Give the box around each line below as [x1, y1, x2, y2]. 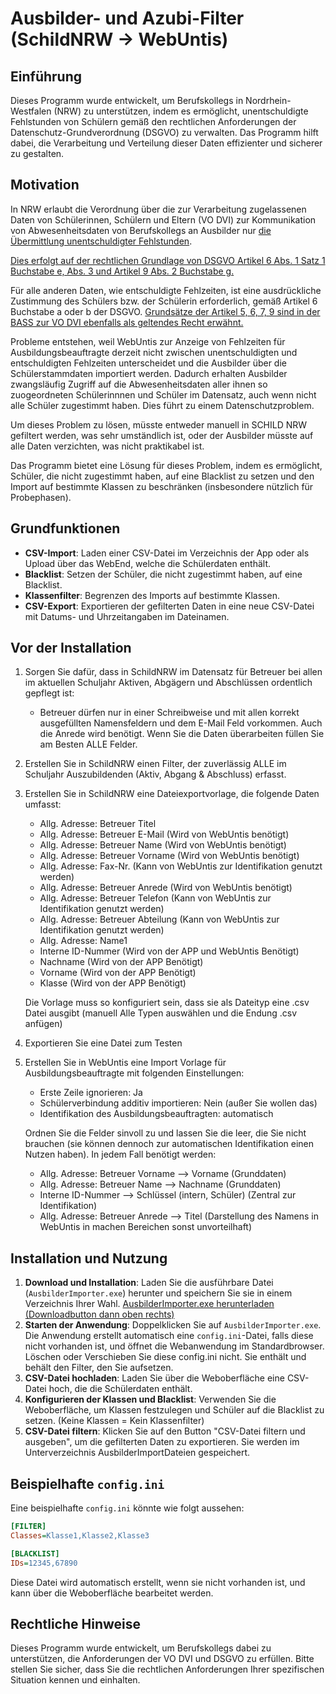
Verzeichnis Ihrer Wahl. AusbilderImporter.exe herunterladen [24, 1298, 275, 1310]
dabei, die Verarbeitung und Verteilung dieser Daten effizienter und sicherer [10, 137, 323, 149]
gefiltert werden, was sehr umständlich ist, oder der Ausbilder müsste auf [10, 429, 314, 441]
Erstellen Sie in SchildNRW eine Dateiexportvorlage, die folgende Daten [24, 788, 320, 800]
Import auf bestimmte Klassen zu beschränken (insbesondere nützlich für [10, 480, 314, 492]
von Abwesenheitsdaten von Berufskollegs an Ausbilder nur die [10, 224, 272, 236]
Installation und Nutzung [10, 1250, 168, 1267]
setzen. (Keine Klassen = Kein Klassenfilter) [24, 1415, 205, 1427]
